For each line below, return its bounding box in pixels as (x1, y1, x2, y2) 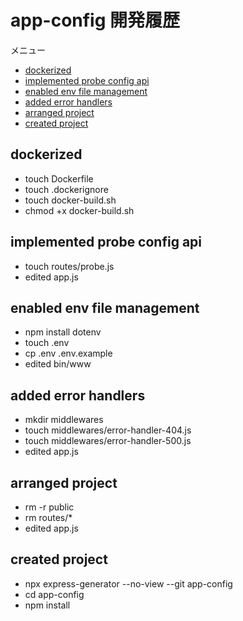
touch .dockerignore (24, 183, 109, 195)
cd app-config (24, 588, 85, 600)
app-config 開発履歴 (10, 9, 181, 32)
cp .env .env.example (24, 347, 113, 360)
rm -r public (24, 501, 75, 513)
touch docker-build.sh (24, 194, 117, 206)
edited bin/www (24, 358, 92, 370)
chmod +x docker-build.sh (24, 204, 135, 216)
